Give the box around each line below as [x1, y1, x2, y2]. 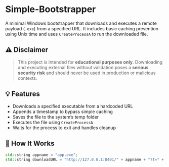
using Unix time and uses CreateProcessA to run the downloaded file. [5, 31, 148, 37]
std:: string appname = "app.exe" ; [5, 152, 78, 157]
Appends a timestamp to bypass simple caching [12, 108, 113, 115]
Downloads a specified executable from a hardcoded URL [12, 103, 133, 109]
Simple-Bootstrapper [5, 4, 96, 15]
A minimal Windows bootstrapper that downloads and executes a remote [5, 20, 157, 26]
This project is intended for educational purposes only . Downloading [17, 59, 163, 65]
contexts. [17, 75, 37, 81]
